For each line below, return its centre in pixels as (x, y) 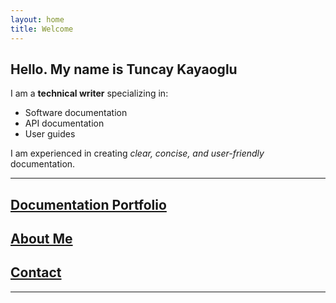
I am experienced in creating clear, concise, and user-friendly (137, 153)
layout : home (37, 19)
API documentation (64, 123)
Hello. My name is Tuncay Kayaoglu (124, 69)
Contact (36, 272)
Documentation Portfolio (88, 204)
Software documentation (76, 113)
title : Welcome (42, 29)
